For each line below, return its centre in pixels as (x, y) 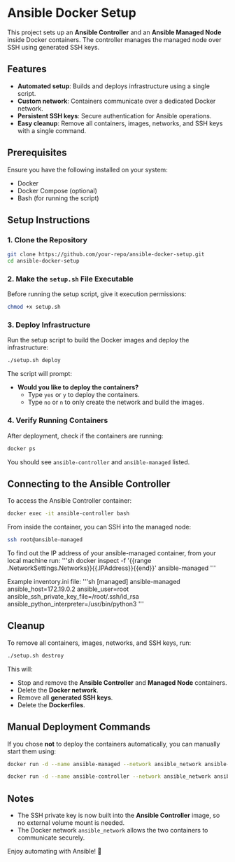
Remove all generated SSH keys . (65, 697)
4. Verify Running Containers (58, 420)
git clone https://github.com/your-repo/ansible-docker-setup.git (106, 255)
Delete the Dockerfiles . (51, 704)
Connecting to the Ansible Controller (89, 484)
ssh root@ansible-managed (45, 540)
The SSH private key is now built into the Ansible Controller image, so (119, 815)
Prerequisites (37, 153)
